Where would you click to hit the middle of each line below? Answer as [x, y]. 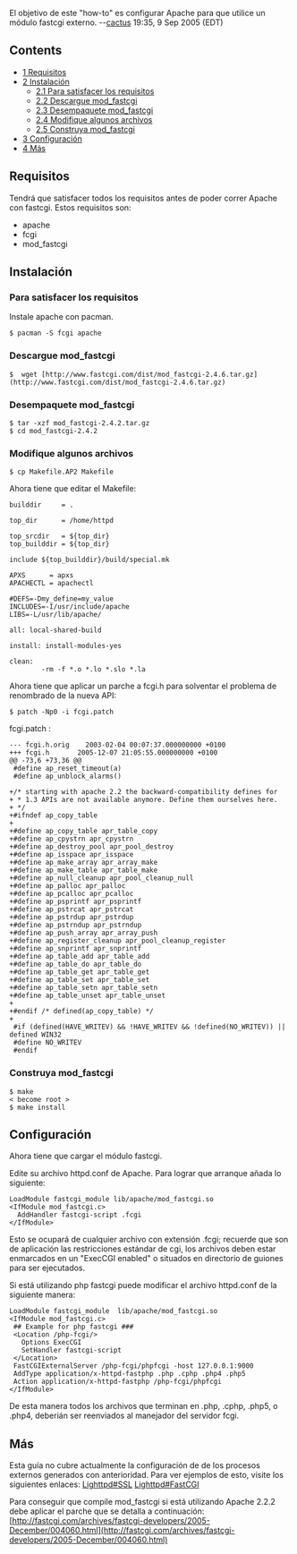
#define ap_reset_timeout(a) [68, 769]
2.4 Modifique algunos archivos [94, 119]
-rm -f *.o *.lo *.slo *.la [93, 670]
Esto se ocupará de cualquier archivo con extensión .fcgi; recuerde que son [149, 1240]
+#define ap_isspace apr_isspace [72, 855]
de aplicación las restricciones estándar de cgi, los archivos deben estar [143, 1249]
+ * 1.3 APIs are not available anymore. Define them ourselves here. [144, 800]
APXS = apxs [42, 576]
